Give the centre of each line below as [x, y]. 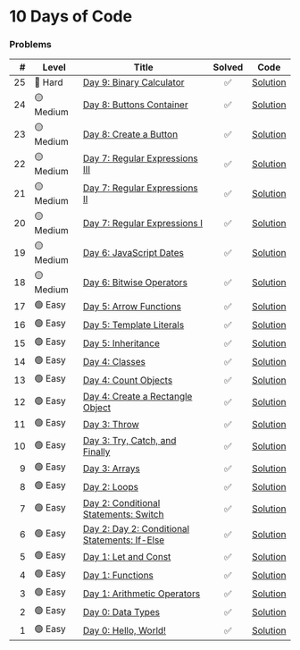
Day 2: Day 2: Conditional [136, 529]
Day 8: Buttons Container [136, 105]
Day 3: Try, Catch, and [129, 441]
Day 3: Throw [111, 424]
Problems [30, 45]
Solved [228, 67]
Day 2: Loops [110, 486]
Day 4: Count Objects [128, 380]
